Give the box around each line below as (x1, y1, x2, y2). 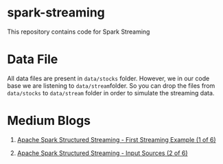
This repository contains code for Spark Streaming (7, 27, 150, 36)
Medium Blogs (7, 113, 91, 128)
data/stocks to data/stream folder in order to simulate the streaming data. (7, 89, 215, 97)
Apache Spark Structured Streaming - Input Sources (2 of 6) (16, 149, 188, 157)
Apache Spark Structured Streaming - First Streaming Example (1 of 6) (16, 135, 216, 143)
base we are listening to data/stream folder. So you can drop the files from (7, 81, 215, 90)
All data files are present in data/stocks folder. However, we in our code (7, 74, 210, 82)
